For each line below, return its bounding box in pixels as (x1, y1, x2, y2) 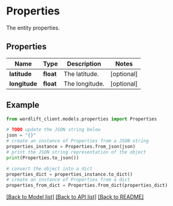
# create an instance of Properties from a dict (6, 176, 130, 183)
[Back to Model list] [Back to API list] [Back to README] (6, 193, 144, 201)
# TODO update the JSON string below (6, 126, 101, 133)
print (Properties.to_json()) (6, 155, 79, 161)
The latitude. (63, 69, 99, 78)
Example (6, 100, 40, 110)
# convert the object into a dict (6, 166, 93, 172)
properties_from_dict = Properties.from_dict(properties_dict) (6, 183, 168, 189)
